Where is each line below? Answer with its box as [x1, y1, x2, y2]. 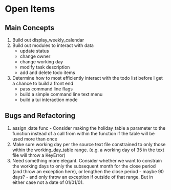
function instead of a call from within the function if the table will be [12, 130, 155, 136]
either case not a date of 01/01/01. [12, 179, 84, 185]
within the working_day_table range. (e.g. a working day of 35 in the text [12, 147, 164, 153]
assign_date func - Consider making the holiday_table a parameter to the [12, 125, 166, 131]
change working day [19, 59, 63, 64]
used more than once [12, 136, 57, 142]
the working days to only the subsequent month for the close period [12, 163, 156, 169]
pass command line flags [19, 86, 73, 92]
